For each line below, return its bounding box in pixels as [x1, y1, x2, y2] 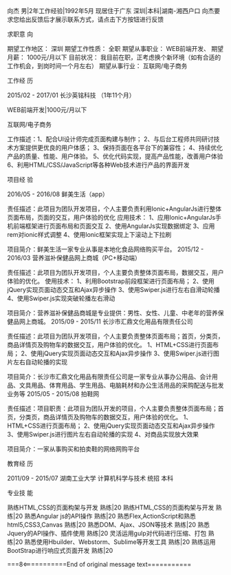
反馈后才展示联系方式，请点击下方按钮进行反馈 [30, 15, 164, 23]
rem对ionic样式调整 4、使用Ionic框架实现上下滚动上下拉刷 [7, 231, 172, 238]
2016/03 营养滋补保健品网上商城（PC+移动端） [7, 254, 141, 262]
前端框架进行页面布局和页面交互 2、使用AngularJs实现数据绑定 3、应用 [12, 222, 215, 230]
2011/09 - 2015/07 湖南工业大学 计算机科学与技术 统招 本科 [7, 474, 174, 482]
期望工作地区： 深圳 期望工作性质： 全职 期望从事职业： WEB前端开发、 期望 [7, 45, 223, 52]
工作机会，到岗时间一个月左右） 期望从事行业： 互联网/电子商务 [7, 62, 188, 70]
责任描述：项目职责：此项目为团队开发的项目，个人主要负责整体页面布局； [7, 404, 218, 412]
